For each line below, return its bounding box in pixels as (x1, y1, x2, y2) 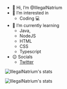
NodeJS (19, 33, 36, 39)
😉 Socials (12, 54, 33, 59)
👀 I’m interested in (12, 10, 49, 16)
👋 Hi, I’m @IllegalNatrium (12, 5, 63, 10)
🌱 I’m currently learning (12, 23, 60, 28)
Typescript (19, 49, 42, 54)
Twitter (19, 59, 34, 65)
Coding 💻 (19, 15, 40, 21)
